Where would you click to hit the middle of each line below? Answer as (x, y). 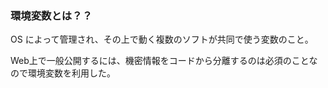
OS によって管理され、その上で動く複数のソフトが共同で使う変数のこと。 (162, 39)
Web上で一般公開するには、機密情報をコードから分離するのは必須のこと (160, 61)
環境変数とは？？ (51, 15)
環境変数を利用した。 (71, 73)
